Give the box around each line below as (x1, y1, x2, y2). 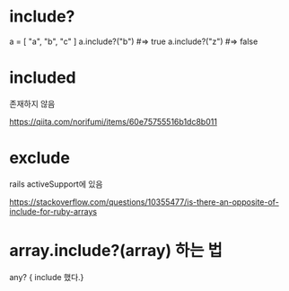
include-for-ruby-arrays (9, 206, 97, 216)
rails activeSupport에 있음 (9, 178, 103, 190)
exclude (9, 148, 70, 168)
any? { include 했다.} (9, 271, 84, 282)
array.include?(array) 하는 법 (9, 241, 223, 260)
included (9, 67, 76, 88)
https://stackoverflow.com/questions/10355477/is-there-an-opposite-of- (9, 196, 280, 207)
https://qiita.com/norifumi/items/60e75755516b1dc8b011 (9, 116, 218, 127)
